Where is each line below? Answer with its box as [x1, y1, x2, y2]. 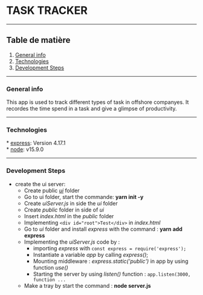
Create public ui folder [24, 187, 80, 194]
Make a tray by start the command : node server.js [24, 282, 151, 289]
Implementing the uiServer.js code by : [24, 238, 120, 245]
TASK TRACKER [6, 4, 88, 18]
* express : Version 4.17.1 [6, 140, 66, 147]
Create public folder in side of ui [24, 206, 105, 213]
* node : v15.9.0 [6, 146, 44, 153]
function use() [33, 264, 68, 271]
